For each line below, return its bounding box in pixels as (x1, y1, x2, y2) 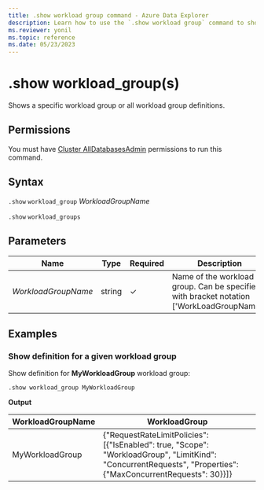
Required (129, 257, 165, 268)
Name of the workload (171, 271, 255, 282)
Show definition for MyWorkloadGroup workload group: (8, 369, 191, 378)
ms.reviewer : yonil (8, 26, 72, 34)
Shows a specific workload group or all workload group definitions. (8, 101, 225, 110)
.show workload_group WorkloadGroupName (8, 196, 150, 205)
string (101, 286, 123, 297)
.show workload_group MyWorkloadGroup (8, 384, 135, 392)
